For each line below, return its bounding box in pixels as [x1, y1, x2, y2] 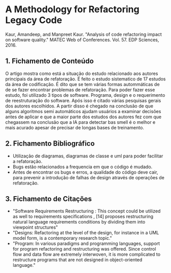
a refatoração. [12, 158, 43, 164]
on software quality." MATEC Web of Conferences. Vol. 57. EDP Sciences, [5, 37, 159, 43]
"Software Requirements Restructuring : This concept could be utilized [12, 208, 161, 214]
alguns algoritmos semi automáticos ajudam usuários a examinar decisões [5, 108, 161, 114]
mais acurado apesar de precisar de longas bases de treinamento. [5, 124, 144, 130]
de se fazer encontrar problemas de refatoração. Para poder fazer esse [5, 87, 155, 93]
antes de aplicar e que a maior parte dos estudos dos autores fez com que [5, 114, 162, 120]
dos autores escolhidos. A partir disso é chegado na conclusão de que [5, 103, 154, 109]
